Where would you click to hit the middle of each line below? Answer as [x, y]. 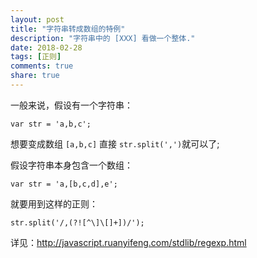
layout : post [37, 19]
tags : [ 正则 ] [36, 57]
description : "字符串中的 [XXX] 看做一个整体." [103, 38]
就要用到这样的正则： [54, 203]
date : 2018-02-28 [46, 47]
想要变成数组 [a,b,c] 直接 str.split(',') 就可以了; [115, 143]
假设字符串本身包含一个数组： [71, 165]
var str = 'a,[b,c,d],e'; [64, 184]
